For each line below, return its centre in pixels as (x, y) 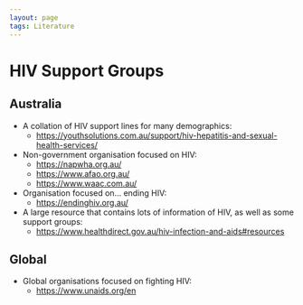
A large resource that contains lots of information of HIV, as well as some (158, 212)
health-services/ (66, 144)
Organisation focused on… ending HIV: (95, 193)
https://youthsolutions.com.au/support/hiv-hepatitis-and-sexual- (156, 135)
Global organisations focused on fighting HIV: (107, 282)
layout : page (34, 18)
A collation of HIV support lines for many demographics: (127, 125)
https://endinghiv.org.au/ (82, 202)
